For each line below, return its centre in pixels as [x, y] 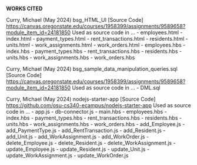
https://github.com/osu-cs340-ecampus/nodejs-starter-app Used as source [98, 105]
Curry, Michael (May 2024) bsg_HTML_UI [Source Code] [75, 20]
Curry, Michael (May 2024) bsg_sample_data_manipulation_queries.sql [92, 69]
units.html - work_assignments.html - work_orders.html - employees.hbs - [96, 45]
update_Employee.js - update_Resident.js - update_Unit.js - [78, 149]
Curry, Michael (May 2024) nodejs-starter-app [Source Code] [81, 99]
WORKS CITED [24, 9]
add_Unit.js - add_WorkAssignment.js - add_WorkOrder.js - [77, 137]
